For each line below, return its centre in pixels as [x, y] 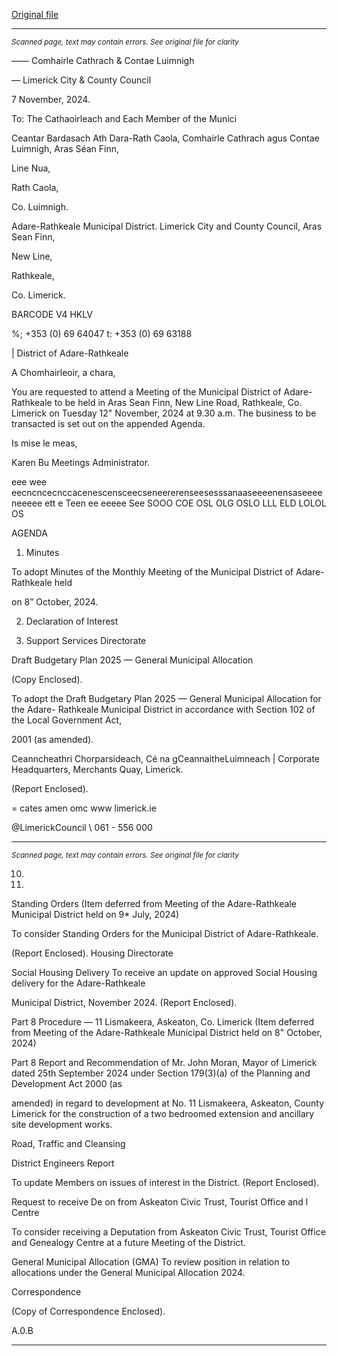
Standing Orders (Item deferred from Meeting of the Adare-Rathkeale [154, 903]
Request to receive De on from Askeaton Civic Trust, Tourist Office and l [160, 1202]
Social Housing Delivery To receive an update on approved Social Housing [164, 972]
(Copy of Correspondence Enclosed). [88, 1311]
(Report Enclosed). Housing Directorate [92, 953]
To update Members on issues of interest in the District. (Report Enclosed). [165, 1182]
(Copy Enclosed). [47, 679]
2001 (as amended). [52, 739]
